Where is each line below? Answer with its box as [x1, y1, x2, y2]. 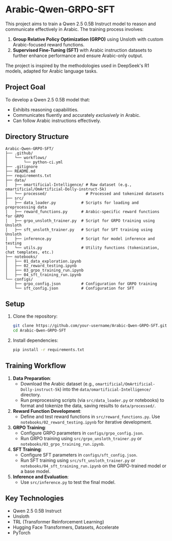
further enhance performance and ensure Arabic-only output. [12, 53, 144, 59]
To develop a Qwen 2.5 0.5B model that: [5, 96, 90, 102]
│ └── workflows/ [5, 155, 47, 160]
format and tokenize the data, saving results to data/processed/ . [20, 403, 156, 409]
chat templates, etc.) [5, 250, 54, 255]
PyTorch [12, 529, 31, 536]
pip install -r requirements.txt [12, 347, 85, 353]
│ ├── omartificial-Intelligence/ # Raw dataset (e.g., [5, 182, 132, 187]
